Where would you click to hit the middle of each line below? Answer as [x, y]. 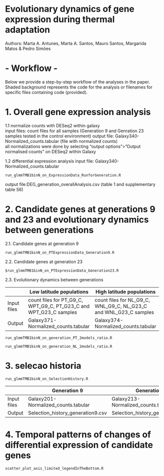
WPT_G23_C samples [52, 312]
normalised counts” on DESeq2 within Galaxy [51, 151]
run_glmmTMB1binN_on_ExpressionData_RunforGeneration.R [63, 175]
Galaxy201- [42, 399]
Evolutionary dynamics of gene [70, 9]
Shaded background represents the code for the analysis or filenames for [79, 87]
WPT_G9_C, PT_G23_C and [59, 306]
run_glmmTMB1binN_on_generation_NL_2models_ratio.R [59, 346]
